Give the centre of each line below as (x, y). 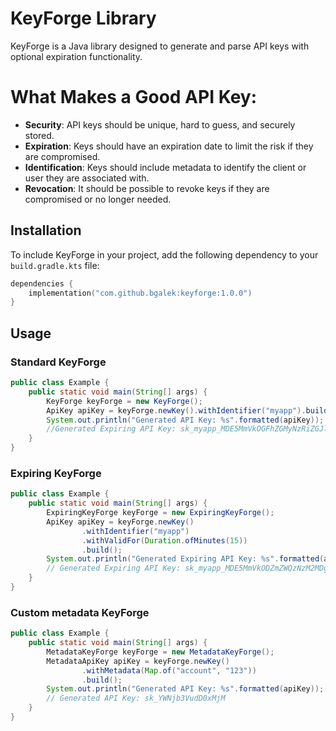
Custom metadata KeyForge (80, 612)
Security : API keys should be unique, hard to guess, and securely (160, 124)
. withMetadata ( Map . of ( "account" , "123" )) (169, 670)
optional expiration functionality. (76, 56)
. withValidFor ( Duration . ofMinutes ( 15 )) (164, 540)
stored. (39, 135)
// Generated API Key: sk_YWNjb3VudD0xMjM (136, 698)
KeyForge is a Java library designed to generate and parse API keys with (160, 46)
